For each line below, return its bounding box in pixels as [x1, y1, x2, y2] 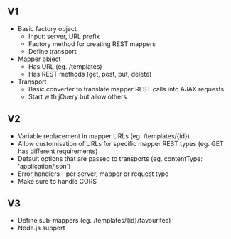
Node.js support [17, 223, 65, 233]
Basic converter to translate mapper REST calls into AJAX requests [28, 84, 225, 93]
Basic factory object [17, 24, 77, 33]
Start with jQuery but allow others [28, 92, 127, 101]
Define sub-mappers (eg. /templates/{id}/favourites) [17, 216, 171, 225]
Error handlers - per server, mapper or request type [17, 169, 169, 178]
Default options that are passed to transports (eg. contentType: [17, 154, 203, 162]
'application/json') [17, 162, 71, 170]
